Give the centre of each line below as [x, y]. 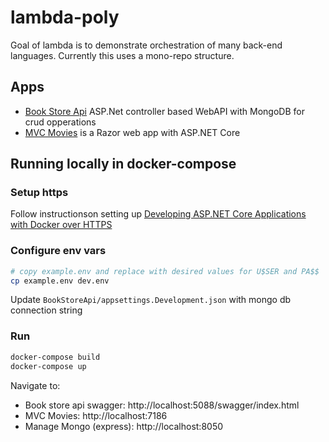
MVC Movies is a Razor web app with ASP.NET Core [132, 132]
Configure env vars [58, 251]
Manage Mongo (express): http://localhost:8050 [124, 426]
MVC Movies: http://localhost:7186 [96, 415]
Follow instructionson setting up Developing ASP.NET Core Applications [158, 214]
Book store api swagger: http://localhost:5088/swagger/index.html [162, 405]
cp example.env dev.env [60, 281]
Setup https [39, 193]
